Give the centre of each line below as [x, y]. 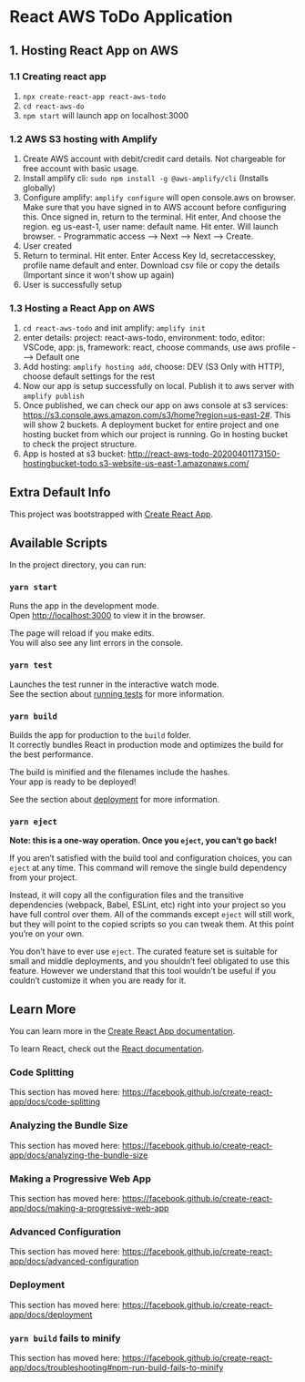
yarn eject [33, 821]
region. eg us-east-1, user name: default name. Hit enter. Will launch [151, 227]
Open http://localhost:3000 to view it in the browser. [107, 616]
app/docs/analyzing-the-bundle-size [79, 1155]
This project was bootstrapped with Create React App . [112, 514]
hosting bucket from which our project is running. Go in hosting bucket [155, 435]
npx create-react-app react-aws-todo [94, 97]
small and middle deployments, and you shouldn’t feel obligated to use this [149, 961]
